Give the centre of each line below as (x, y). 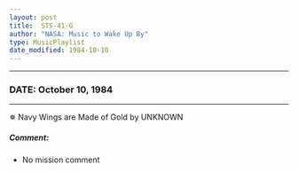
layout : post (33, 17)
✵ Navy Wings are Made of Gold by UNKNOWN (96, 117)
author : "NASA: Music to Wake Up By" (79, 34)
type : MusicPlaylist (47, 42)
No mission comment (61, 160)
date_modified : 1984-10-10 (59, 51)
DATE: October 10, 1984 (61, 90)
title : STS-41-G (41, 26)
